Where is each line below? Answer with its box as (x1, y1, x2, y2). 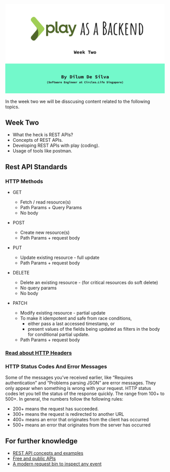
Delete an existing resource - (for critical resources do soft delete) (20, 280, 158, 286)
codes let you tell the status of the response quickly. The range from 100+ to (5, 390, 165, 397)
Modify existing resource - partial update (20, 310, 106, 316)
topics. (5, 103, 20, 110)
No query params (20, 285, 57, 291)
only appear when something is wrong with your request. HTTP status (5, 385, 151, 391)
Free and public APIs (12, 455, 56, 462)
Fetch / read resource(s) (20, 199, 71, 205)
